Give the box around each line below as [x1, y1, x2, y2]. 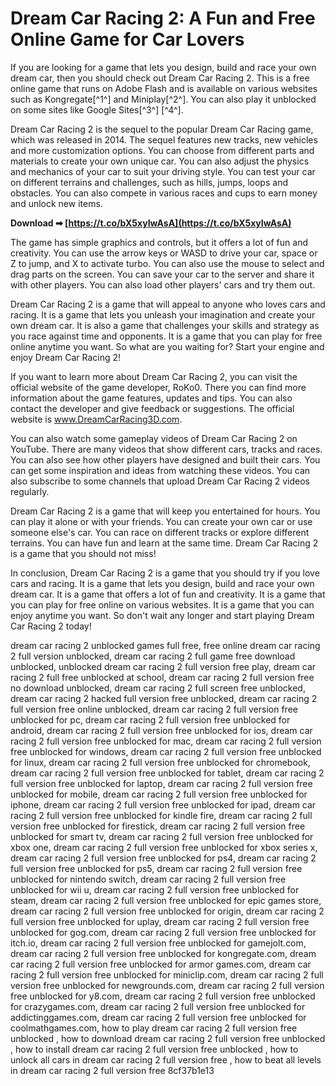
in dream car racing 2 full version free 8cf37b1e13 [10, 1064, 215, 1076]
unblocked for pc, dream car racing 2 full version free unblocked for [10, 713, 291, 726]
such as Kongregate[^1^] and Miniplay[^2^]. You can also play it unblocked [10, 93, 317, 105]
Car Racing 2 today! [10, 620, 92, 632]
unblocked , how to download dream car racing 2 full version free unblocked [10, 1032, 326, 1044]
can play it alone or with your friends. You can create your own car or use [10, 515, 313, 527]
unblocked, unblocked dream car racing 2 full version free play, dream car [10, 660, 317, 672]
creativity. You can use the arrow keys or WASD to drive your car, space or [10, 247, 318, 259]
